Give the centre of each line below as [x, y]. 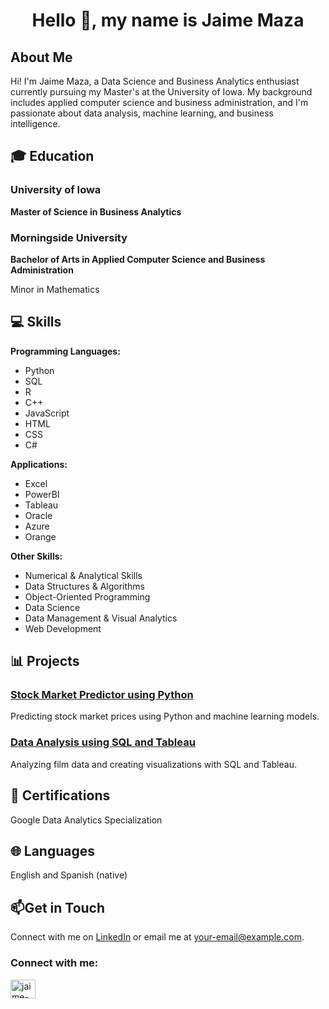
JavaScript [47, 413]
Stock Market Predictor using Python [102, 695]
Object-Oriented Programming [87, 596]
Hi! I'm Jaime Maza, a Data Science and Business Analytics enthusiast [155, 81]
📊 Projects [45, 661]
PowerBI [42, 494]
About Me [41, 57]
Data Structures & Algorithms [84, 586]
